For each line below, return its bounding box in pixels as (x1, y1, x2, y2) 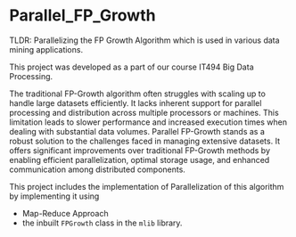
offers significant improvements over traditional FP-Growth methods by (9, 144, 270, 156)
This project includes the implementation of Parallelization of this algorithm (9, 181, 284, 192)
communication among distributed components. (9, 164, 185, 175)
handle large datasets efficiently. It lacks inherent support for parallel (9, 97, 262, 108)
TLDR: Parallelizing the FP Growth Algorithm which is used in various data (9, 35, 280, 45)
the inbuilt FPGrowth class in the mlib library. (21, 217, 183, 228)
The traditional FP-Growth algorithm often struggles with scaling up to (9, 88, 266, 99)
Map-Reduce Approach (21, 208, 109, 218)
